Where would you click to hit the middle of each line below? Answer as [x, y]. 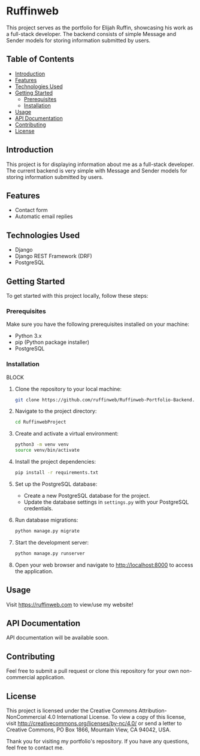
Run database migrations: [46, 520]
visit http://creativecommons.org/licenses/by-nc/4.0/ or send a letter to [94, 723]
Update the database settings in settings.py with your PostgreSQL [106, 502]
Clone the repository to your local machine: [68, 389]
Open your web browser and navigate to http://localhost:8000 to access [104, 565]
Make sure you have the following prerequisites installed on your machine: [98, 324]
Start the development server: [52, 542]
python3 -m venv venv [42, 444]
